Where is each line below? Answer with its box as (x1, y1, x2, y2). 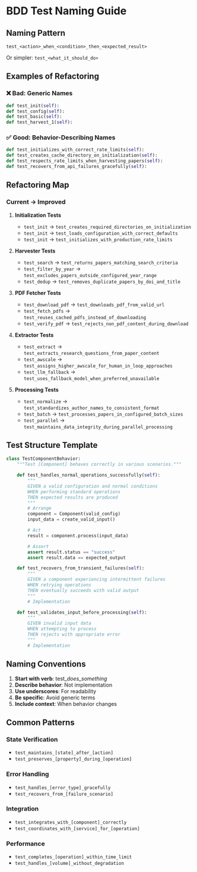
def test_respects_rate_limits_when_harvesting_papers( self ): (6, 158, 163, 164)
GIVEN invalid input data (27, 621, 92, 627)
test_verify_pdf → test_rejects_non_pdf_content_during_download (23, 320, 189, 327)
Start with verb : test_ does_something (14, 675, 107, 682)
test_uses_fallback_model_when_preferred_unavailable (23, 375, 160, 382)
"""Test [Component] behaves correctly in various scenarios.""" (17, 462, 182, 468)
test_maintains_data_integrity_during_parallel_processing (23, 424, 173, 430)
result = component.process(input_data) (27, 532, 129, 538)
